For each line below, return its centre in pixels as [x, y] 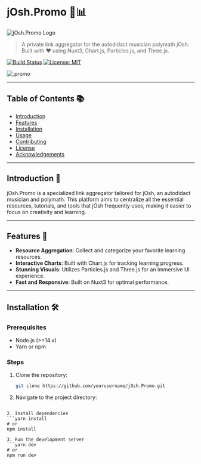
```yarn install [27, 419]
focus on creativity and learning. [47, 212]
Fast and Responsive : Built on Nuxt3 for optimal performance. [92, 282]
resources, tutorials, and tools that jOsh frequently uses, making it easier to [99, 205]
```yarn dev [21, 445]
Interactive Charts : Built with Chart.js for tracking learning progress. [100, 263]
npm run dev [21, 455]
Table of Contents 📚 [46, 99]
